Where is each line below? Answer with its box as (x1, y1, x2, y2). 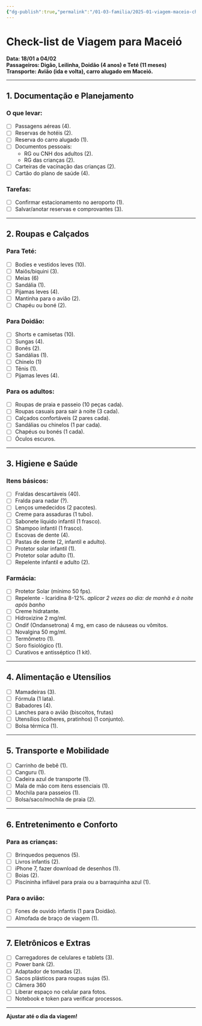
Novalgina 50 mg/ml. (14, 628, 67, 636)
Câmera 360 (14, 981, 46, 989)
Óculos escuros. (14, 435, 56, 442)
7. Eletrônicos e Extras (6, 938, 91, 948)
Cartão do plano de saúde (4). (14, 170, 90, 177)
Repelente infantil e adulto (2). (14, 558, 90, 566)
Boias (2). (14, 871, 39, 879)
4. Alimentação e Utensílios (6, 672, 111, 683)
